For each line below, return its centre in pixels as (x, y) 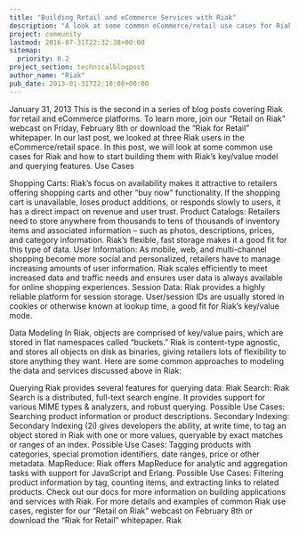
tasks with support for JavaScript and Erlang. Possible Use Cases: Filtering (146, 473)
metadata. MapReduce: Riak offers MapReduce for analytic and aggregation (149, 463)
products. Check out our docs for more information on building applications (148, 491)
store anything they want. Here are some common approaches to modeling (147, 360)
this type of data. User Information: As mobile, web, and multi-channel (138, 249)
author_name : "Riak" (48, 76)
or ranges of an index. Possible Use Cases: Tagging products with (130, 444)
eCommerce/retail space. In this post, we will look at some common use (141, 147)
